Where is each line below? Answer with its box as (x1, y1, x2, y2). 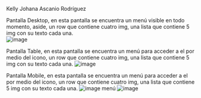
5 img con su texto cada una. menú (6, 85, 116, 92)
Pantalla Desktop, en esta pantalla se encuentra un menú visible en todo (6, 17, 185, 23)
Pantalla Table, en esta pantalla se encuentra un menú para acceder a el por (6, 47, 195, 55)
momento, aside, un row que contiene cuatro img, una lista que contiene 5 (6, 23, 190, 30)
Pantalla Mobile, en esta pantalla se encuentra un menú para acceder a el (6, 72, 188, 79)
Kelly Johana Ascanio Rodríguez (6, 5, 86, 12)
